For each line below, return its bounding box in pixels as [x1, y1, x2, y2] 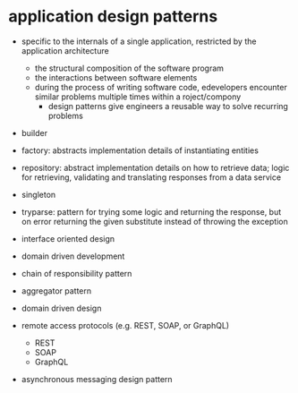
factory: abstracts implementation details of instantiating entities [21, 145, 259, 156]
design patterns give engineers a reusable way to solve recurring [47, 100, 288, 111]
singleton [21, 189, 56, 200]
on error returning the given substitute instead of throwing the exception [21, 216, 288, 226]
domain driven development [21, 251, 125, 261]
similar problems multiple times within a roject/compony [34, 91, 242, 102]
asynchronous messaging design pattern [21, 373, 173, 384]
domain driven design [21, 303, 102, 313]
